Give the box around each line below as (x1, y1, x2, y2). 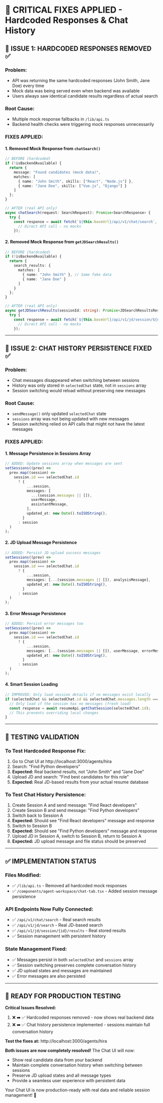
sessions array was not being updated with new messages (12, 416, 130, 422)
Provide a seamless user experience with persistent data (12, 1078, 126, 1084)
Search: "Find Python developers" (12, 764, 81, 770)
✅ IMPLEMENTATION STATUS (5, 857, 97, 865)
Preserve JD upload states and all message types (12, 1072, 112, 1078)
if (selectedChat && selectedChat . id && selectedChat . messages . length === (5, 697, 160, 702)
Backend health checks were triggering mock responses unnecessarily (12, 121, 154, 127)
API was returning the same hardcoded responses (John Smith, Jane (12, 77, 150, 83)
